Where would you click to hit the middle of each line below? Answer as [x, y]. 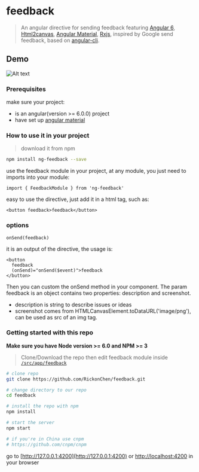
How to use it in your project [48, 135]
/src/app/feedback [44, 363]
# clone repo [22, 373]
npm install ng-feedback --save [46, 160]
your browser [23, 462]
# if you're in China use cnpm [45, 439]
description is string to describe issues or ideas [73, 304]
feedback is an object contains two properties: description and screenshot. [99, 293]
